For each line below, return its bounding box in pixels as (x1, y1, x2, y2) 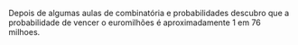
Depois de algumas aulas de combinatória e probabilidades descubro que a (8, 8, 290, 18)
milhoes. (8, 27, 41, 37)
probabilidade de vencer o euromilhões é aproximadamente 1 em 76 (8, 17, 261, 28)
